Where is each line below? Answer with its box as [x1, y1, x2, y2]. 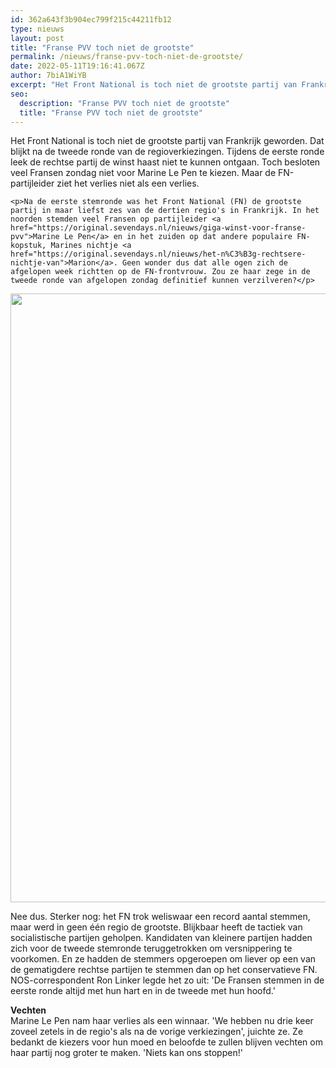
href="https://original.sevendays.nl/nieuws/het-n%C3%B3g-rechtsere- [10, 249, 307, 260]
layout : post [10, 33, 65, 43]
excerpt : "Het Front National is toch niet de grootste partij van [10, 80, 298, 90]
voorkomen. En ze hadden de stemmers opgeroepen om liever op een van [10, 953, 317, 965]
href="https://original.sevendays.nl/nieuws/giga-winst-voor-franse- [10, 223, 307, 233]
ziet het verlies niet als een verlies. [56, 177, 200, 190]
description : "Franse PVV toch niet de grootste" [19, 98, 230, 108]
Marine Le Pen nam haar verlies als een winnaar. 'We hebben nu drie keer [10, 1015, 314, 1027]
